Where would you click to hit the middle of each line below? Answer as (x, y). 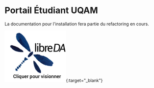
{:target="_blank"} (84, 80)
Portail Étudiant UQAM (51, 10)
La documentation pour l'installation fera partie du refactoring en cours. (77, 24)
